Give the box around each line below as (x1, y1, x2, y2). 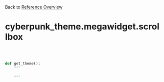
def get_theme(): (5, 61, 41, 66)
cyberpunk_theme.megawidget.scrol (5, 21, 160, 32)
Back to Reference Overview (5, 4, 63, 10)
